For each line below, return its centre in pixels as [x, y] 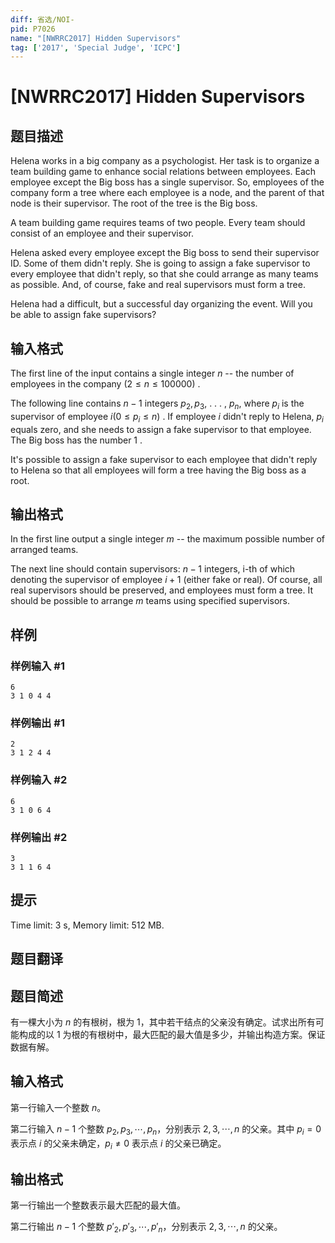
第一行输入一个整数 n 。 [58, 1107]
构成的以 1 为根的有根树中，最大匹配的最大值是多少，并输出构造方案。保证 [172, 1035]
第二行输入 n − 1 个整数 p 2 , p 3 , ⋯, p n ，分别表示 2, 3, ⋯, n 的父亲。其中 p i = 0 [166, 1129]
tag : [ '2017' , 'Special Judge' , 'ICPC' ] [96, 47]
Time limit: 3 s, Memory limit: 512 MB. [87, 925]
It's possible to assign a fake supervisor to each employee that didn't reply [164, 459]
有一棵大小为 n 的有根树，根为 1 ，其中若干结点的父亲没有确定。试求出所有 [163, 1022]
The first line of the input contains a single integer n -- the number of [152, 373]
